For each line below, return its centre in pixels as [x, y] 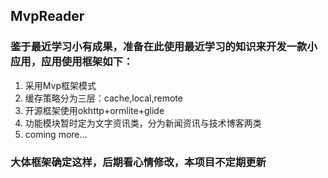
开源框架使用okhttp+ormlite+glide [94, 110]
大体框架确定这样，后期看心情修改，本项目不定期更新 [138, 162]
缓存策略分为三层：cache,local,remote [103, 98]
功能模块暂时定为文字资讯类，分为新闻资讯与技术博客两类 [143, 123]
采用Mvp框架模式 [60, 85]
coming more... [56, 134]
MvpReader [47, 16]
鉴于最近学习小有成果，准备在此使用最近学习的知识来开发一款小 [164, 47]
